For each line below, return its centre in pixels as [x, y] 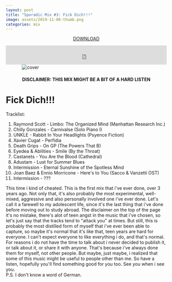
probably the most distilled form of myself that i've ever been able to [78, 226]
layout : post [20, 10]
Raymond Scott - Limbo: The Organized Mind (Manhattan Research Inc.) [89, 124]
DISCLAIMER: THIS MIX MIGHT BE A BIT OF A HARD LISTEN [86, 80]
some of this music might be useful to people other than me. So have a [80, 259]
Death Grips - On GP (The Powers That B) [57, 146]
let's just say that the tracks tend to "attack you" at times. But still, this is [82, 221]
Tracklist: [15, 114]
